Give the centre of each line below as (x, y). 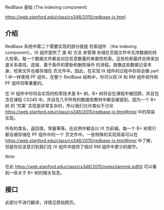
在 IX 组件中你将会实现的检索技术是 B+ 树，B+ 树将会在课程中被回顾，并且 (80, 93)
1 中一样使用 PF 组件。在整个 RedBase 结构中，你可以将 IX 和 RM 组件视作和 (82, 77)
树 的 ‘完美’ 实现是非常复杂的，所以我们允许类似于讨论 (59, 105)
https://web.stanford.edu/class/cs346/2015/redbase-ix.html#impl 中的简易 (80, 112)
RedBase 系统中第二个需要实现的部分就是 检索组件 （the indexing (71, 46)
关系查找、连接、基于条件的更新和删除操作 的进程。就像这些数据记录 (78, 65)
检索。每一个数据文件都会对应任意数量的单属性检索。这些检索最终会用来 (82, 58)
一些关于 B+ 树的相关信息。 (37, 172)
